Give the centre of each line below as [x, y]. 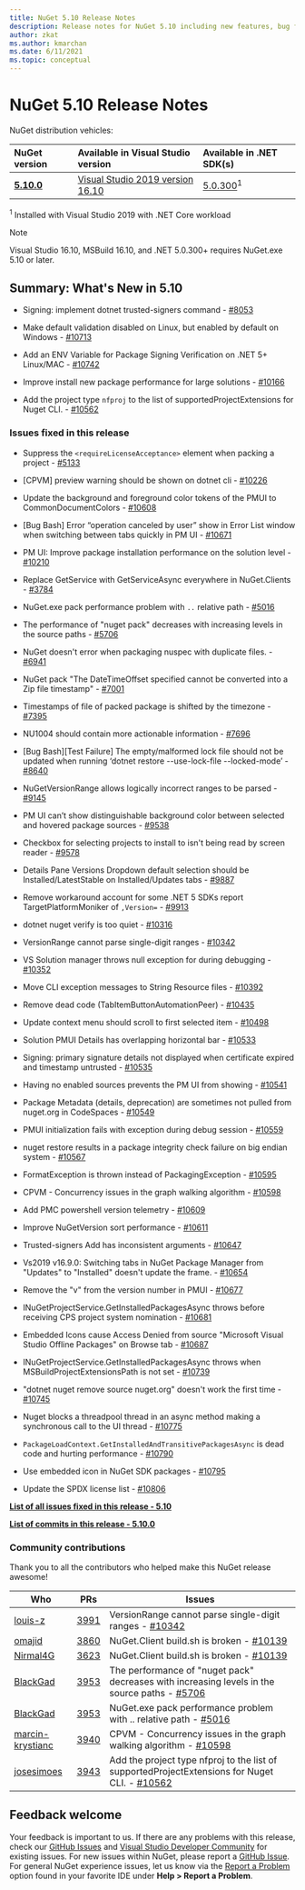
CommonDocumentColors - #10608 [89, 507]
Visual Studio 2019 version [135, 179]
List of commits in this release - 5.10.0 [83, 1524]
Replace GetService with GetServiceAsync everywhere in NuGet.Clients [157, 579]
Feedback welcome [66, 1815]
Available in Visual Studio [134, 153]
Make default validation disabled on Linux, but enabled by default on [151, 327]
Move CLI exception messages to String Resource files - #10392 [143, 986]
